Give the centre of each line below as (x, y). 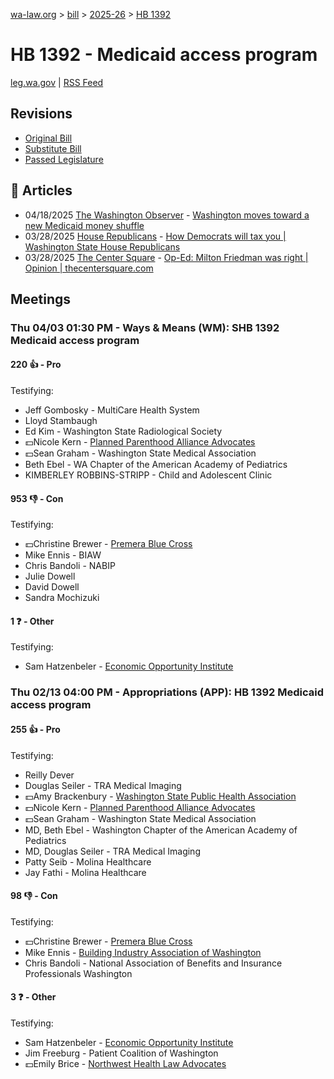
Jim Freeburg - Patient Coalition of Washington (121, 1053)
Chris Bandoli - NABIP (70, 566)
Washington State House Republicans (102, 246)
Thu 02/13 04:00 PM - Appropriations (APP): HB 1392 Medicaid (167, 692)
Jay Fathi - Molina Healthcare (85, 872)
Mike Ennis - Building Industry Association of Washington (143, 952)
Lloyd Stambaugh (61, 421)
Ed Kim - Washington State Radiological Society (123, 431)
